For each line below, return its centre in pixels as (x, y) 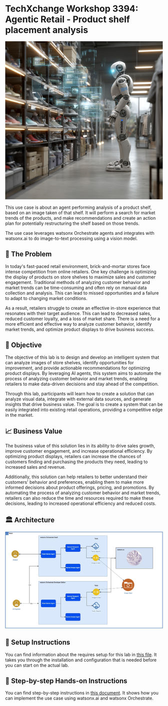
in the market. (19, 415)
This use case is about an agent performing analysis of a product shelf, (78, 207)
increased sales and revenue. (35, 467)
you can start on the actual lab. (37, 665)
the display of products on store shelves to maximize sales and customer (80, 277)
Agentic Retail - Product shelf (67, 19)
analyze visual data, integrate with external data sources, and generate (78, 399)
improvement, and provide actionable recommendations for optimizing (78, 368)
